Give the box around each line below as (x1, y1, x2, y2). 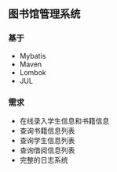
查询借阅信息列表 (19, 145, 75, 155)
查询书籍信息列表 (19, 126, 75, 135)
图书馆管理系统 (8, 7, 81, 21)
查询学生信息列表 (19, 135, 75, 145)
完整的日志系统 (19, 155, 68, 164)
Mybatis (19, 51, 46, 60)
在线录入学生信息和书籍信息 (19, 116, 110, 125)
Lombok (19, 67, 47, 77)
